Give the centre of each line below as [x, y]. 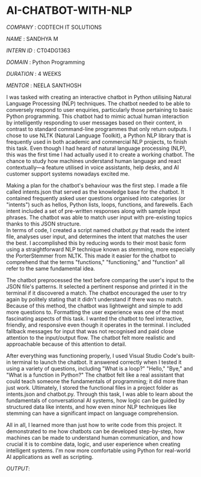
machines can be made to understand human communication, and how [94, 437]
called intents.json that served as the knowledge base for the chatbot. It [95, 192]
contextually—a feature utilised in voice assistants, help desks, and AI [93, 167]
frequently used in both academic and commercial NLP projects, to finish [97, 141]
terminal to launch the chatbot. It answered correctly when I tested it [97, 362]
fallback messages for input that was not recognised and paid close [90, 331]
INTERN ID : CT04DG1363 [38, 50]
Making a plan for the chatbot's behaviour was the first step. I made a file [97, 185]
